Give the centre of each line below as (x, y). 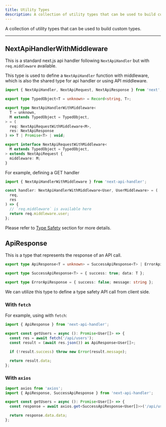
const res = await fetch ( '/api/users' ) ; (52, 338)
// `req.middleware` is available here (51, 209)
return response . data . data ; (39, 416)
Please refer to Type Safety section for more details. (58, 228)
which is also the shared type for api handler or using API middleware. (76, 81)
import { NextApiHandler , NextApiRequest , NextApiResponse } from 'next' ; (84, 90)
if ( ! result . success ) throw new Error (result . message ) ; (68, 352)
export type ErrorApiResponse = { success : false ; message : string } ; (79, 283)
